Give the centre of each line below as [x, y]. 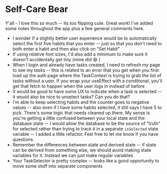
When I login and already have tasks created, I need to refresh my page [86, 65]
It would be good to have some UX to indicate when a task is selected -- [87, 91]
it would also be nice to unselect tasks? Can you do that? [71, 97]
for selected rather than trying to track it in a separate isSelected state [86, 128]
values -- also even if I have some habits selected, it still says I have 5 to [87, 107]
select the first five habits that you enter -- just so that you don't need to [87, 43]
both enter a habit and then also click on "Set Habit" [66, 49]
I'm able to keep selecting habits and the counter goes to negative [81, 102]
